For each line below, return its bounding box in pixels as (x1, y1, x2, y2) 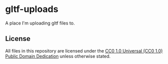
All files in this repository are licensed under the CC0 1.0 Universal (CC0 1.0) (5, 47, 163, 53)
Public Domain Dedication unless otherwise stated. (5, 53, 111, 59)
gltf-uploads (5, 3, 59, 15)
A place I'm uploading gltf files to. (5, 20, 75, 26)
